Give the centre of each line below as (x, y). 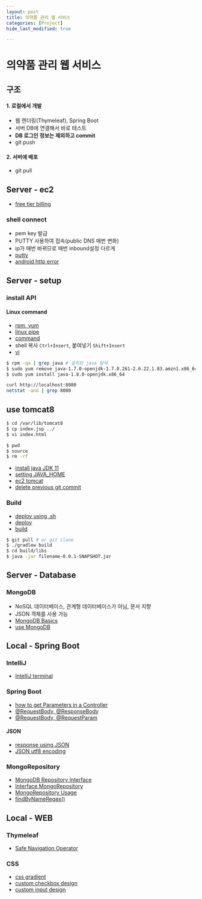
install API (21, 297)
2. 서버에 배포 (22, 156)
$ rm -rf (17, 457)
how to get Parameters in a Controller (61, 705)
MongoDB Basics (36, 620)
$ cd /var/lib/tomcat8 (35, 424)
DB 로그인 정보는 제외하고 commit (55, 135)
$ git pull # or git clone (40, 540)
